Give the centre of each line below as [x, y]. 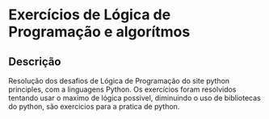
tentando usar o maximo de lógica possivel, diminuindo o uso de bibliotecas [134, 98]
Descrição [35, 62]
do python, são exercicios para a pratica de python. [94, 107]
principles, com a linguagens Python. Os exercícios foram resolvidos [122, 89]
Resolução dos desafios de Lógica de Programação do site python [119, 81]
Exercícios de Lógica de [90, 15]
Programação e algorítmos [99, 32]
